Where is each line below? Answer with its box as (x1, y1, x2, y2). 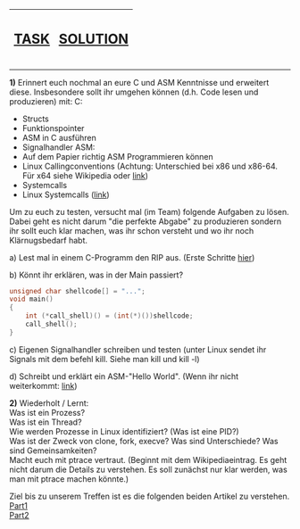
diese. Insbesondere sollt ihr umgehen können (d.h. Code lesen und (9, 87, 259, 97)
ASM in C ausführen (21, 132, 96, 143)
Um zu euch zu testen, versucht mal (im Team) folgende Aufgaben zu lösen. (9, 206, 289, 217)
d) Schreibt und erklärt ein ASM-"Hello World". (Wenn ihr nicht (9, 370, 239, 382)
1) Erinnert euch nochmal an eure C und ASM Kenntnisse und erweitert (9, 77, 270, 87)
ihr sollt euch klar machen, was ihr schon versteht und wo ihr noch (9, 225, 254, 236)
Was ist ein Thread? (9, 417, 82, 427)
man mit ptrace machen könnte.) (9, 473, 129, 484)
